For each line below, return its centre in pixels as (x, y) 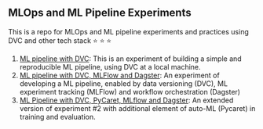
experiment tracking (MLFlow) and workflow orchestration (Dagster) (130, 91)
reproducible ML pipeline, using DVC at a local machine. (110, 66)
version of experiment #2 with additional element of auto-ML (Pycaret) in (137, 108)
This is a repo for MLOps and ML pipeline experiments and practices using (128, 31)
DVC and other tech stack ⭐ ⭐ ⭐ (60, 40)
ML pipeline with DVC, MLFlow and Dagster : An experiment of (119, 75)
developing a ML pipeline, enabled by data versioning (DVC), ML (124, 83)
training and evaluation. (57, 116)
